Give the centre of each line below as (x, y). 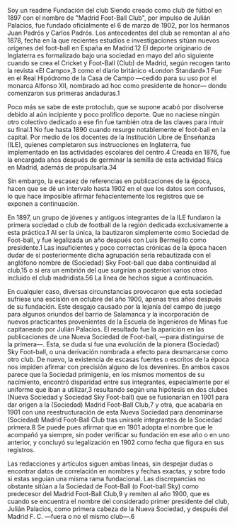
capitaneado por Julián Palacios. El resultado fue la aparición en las (106, 329)
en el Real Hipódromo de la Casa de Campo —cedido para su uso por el (112, 78)
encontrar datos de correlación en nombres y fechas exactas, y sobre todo (116, 471)
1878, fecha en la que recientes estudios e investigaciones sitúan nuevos (114, 40)
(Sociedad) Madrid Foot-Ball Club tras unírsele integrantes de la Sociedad (115, 420)
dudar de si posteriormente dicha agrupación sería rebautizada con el (109, 255)
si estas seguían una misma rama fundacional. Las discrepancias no (106, 479)
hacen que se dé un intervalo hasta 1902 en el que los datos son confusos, (116, 188)
